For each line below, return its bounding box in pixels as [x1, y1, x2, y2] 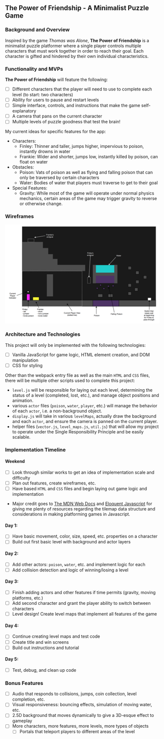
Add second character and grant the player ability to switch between [12, 600, 151, 606]
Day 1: [5, 522, 18, 528]
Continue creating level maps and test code [12, 633, 100, 639]
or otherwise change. [19, 201, 63, 207]
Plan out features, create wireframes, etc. [12, 480, 96, 486]
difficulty [12, 475, 30, 481]
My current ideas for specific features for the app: [5, 129, 106, 135]
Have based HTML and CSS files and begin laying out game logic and [12, 486, 147, 492]
